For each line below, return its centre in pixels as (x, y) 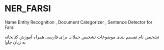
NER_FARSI (28, 9)
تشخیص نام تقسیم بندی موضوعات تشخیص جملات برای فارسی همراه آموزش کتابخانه (82, 37)
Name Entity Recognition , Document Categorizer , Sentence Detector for (79, 22)
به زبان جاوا (15, 42)
